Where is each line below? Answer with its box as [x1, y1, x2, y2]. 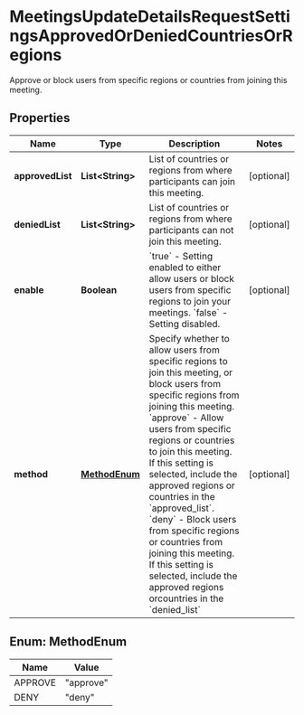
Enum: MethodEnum [9, 635, 128, 650]
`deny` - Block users [148, 513, 237, 525]
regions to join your [148, 295, 232, 307]
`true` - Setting [148, 249, 214, 262]
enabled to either [148, 260, 222, 273]
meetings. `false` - [148, 306, 229, 318]
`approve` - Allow [148, 411, 224, 424]
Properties [9, 110, 71, 126]
